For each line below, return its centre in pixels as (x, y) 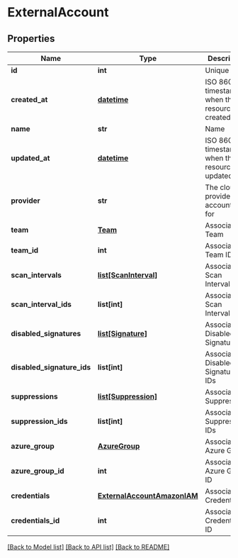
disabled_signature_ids (51, 367)
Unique (217, 70)
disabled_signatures (46, 334)
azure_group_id (38, 471)
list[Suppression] (128, 396)
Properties (31, 39)
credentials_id (35, 520)
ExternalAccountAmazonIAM (148, 496)
